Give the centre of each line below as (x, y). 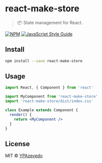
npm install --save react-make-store (44, 61)
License (17, 144)
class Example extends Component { (42, 110)
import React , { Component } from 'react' (49, 88)
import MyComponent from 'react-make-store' (51, 97)
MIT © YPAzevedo (24, 156)
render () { (21, 115)
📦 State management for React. (50, 22)
